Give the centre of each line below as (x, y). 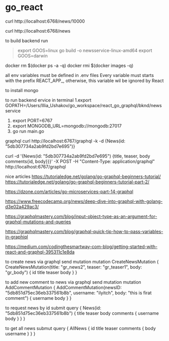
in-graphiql (17, 237)
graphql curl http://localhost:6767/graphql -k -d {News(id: (65, 141)
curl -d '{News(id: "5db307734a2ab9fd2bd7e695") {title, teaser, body (78, 156)
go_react (24, 7)
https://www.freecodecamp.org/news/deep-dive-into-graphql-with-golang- (84, 201)
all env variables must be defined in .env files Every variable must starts (80, 75)
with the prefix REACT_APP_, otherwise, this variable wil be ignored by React (84, 80)
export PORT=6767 (32, 120)
